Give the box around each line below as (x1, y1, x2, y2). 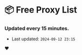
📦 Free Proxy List (4, 4, 77, 16)
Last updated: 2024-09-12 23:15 (11, 36, 76, 42)
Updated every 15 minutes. (4, 25, 69, 32)
